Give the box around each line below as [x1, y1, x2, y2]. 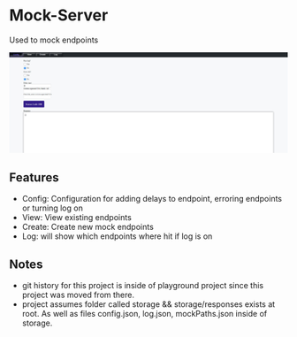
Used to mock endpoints [9, 34, 99, 45]
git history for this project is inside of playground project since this [21, 280, 264, 291]
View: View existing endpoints [21, 212, 133, 223]
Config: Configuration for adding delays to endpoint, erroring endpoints [21, 194, 283, 204]
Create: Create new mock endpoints [21, 222, 155, 233]
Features [9, 170, 59, 185]
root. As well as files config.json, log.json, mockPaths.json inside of [21, 309, 268, 319]
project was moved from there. [21, 289, 135, 301]
